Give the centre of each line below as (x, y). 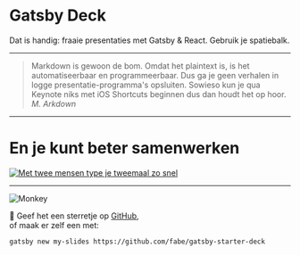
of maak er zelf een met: (54, 225)
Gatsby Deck (58, 16)
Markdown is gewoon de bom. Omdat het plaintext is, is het (140, 66)
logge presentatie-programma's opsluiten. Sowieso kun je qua (146, 85)
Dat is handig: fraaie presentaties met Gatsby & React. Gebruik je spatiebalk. (150, 40)
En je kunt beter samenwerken (125, 148)
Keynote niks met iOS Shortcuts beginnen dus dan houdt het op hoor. (158, 94)
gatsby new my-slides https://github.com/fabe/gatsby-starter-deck (137, 242)
